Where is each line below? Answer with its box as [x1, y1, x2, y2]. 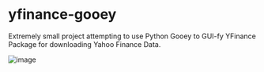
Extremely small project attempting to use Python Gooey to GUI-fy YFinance [8, 31, 257, 41]
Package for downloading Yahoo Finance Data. [8, 39, 161, 49]
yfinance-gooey [8, 5, 117, 23]
